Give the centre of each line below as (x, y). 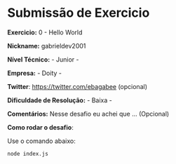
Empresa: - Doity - (34, 73)
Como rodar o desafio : (40, 127)
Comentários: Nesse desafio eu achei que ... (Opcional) (88, 114)
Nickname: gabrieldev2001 (47, 46)
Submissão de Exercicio (79, 13)
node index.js (28, 153)
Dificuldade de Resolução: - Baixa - (60, 100)
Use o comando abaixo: (41, 141)
